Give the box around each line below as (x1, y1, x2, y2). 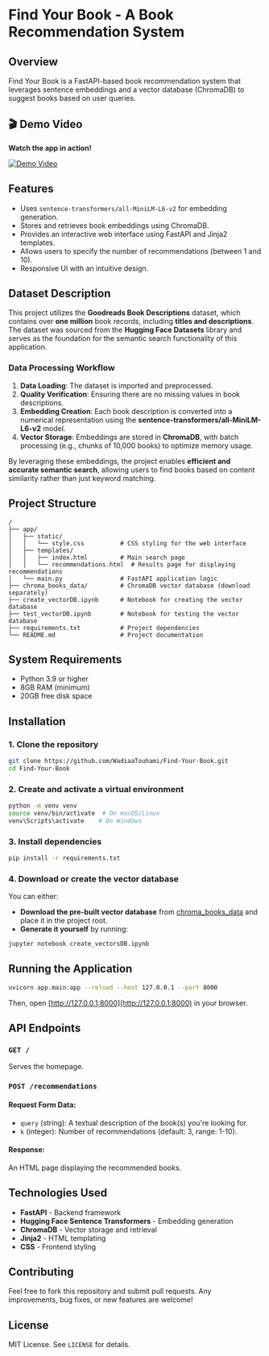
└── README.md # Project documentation (8, 631, 204, 639)
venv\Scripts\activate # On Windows (8, 816, 143, 825)
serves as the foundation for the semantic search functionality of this (8, 334, 238, 343)
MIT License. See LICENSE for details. (8, 1340, 130, 1350)
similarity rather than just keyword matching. (8, 473, 156, 483)
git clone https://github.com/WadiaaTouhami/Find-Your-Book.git (8, 757, 229, 765)
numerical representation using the (19, 415, 137, 425)
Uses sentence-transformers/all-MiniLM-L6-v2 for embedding (19, 203, 228, 213)
